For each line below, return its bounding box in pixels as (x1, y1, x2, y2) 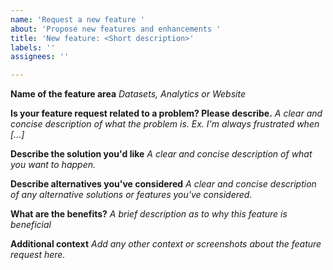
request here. (10, 249, 66, 261)
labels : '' (10, 42, 56, 53)
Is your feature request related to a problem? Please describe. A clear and (10, 107, 323, 120)
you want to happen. (10, 159, 97, 171)
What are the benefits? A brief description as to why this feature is (10, 208, 288, 220)
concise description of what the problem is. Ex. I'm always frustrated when (10, 118, 320, 130)
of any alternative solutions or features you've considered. (10, 189, 253, 201)
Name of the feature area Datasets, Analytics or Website (10, 88, 246, 100)
